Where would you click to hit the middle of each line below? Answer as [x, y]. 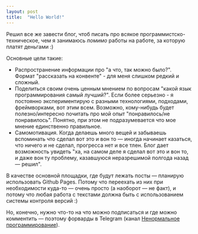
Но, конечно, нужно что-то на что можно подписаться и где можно [92, 212]
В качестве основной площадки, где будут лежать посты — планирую [95, 175]
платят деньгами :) [30, 47]
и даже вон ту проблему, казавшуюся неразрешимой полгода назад [102, 158]
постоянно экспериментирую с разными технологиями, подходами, [101, 101]
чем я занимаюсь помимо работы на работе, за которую [113, 40]
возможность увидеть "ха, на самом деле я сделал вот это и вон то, [101, 151]
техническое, [23, 40]
